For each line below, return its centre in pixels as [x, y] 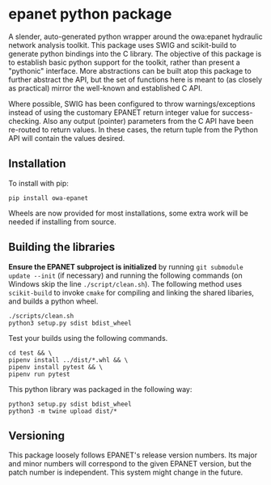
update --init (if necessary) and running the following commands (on [125, 275]
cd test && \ [30, 353]
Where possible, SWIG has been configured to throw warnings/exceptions [132, 104]
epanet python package [90, 14]
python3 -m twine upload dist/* [63, 411]
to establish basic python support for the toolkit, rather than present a [124, 62]
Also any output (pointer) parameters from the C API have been [148, 121]
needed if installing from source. [62, 221]
